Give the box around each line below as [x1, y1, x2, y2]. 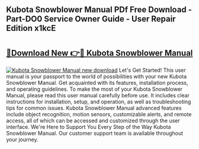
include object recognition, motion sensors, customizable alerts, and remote [6, 111, 192, 118]
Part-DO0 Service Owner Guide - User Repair [6, 14, 176, 24]
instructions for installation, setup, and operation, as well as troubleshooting [6, 98, 191, 105]
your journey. [6, 136, 38, 143]
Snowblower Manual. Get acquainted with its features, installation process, [6, 80, 188, 86]
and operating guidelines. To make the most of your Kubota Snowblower [6, 85, 182, 93]
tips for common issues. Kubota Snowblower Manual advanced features [6, 104, 182, 112]
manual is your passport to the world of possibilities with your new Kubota [6, 73, 187, 80]
